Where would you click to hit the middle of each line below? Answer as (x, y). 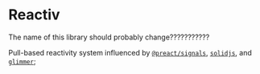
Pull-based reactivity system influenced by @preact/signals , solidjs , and (130, 52)
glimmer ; (22, 61)
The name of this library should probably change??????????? (109, 37)
